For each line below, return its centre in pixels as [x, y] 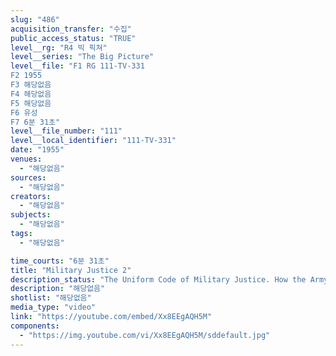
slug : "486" [35, 19]
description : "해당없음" [58, 289]
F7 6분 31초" [35, 122]
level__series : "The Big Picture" [82, 57]
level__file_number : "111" [66, 131]
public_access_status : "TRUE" [73, 38]
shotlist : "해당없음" [51, 298]
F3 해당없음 [31, 85]
